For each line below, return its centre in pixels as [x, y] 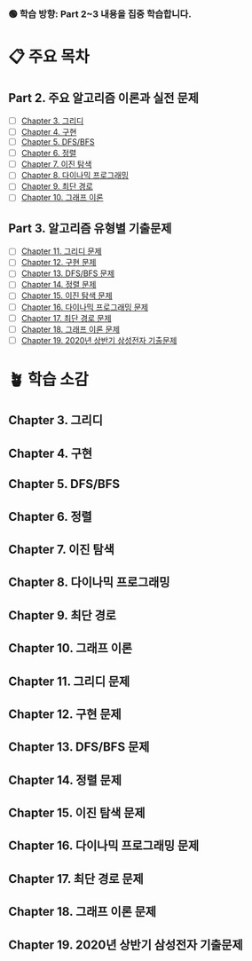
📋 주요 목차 [49, 57]
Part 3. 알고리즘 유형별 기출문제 [90, 228]
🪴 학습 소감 [49, 379]
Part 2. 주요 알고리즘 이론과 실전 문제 [103, 98]
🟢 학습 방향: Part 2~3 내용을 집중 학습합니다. [100, 13]
